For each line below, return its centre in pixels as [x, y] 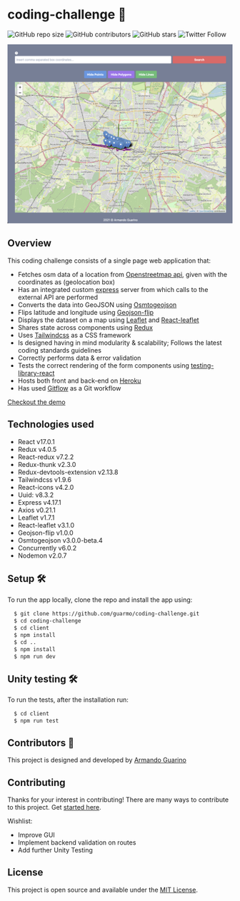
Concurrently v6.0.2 [47, 548]
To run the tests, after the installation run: [68, 700]
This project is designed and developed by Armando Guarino [97, 760]
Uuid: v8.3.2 [36, 495]
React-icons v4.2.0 [46, 487]
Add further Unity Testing [55, 850]
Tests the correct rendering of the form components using [103, 365]
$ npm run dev [35, 656]
